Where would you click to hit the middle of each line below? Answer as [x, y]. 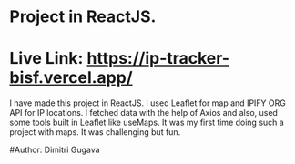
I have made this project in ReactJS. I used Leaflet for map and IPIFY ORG [148, 103]
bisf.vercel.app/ [71, 78]
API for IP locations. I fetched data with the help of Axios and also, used [143, 113]
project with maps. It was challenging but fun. [95, 132]
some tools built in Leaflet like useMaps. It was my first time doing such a [147, 123]
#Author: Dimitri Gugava [55, 150]
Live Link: [46, 59]
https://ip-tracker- [158, 59]
